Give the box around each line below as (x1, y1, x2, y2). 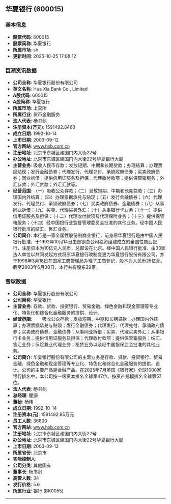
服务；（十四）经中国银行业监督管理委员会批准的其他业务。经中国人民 (17, 219, 162, 226)
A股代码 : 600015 (12, 92, 48, 98)
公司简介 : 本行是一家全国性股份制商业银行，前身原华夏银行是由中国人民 (12, 232, 163, 238)
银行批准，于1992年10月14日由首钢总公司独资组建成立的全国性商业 (12, 238, 153, 244)
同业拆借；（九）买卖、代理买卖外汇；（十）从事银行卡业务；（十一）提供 (12, 207, 162, 213)
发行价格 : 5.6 (12, 482, 40, 488)
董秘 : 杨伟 (12, 399, 34, 405)
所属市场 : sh (12, 46, 39, 52)
